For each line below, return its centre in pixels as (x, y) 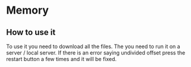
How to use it (31, 32)
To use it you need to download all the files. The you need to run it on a (93, 46)
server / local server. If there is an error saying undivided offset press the (96, 53)
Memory (28, 10)
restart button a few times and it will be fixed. (62, 59)
